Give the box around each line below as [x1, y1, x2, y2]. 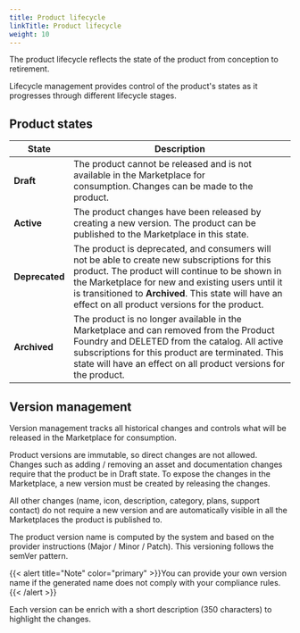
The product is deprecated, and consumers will [73, 243, 271, 255]
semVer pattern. [9, 551, 69, 561]
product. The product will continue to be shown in [73, 265, 282, 278]
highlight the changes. [9, 613, 92, 624]
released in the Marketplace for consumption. [9, 432, 177, 443]
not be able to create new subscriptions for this [73, 254, 271, 266]
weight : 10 [9, 29, 50, 38]
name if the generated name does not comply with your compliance [9, 578, 259, 587]
